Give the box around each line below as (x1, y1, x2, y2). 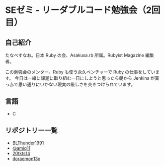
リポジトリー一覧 (5, 126, 58, 135)
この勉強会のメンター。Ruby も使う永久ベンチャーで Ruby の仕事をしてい (5, 69, 156, 75)
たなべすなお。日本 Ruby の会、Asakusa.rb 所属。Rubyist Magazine (5, 53, 144, 58)
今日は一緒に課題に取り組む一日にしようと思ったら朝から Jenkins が (14, 75, 155, 81)
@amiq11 (12, 145, 31, 151)
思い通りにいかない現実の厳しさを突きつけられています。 (18, 81, 136, 87)
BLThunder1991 (12, 140, 44, 146)
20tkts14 (12, 150, 31, 156)
